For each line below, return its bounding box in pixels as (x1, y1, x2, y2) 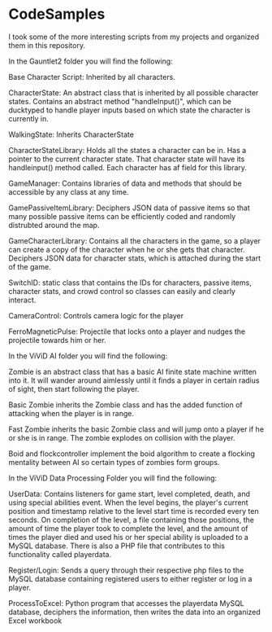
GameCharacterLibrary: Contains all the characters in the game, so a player (8, 235, 261, 245)
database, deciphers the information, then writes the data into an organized (8, 607, 261, 617)
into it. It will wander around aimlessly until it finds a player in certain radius (8, 375, 260, 385)
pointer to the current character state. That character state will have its (8, 154, 245, 164)
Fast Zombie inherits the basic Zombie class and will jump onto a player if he (8, 424, 265, 434)
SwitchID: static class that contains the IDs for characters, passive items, (8, 278, 252, 287)
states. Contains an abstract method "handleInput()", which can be (8, 96, 231, 106)
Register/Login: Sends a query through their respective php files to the (8, 565, 244, 575)
